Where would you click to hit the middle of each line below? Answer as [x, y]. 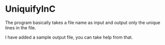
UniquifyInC [30, 9]
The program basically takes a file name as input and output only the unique [83, 22]
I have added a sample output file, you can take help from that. [69, 37]
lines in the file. [21, 27]
